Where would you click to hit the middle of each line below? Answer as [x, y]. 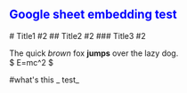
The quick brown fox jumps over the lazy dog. [94, 53]
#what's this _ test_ [45, 80]
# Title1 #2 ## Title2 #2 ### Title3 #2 [77, 35]
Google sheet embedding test [93, 15]
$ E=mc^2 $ [31, 62]
